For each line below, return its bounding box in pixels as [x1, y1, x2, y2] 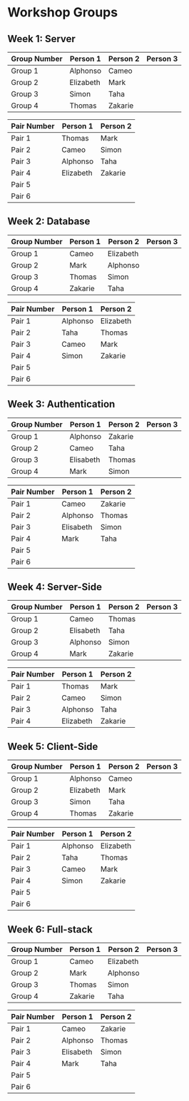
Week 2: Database [7, 215, 91, 228]
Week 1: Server [7, 33, 76, 45]
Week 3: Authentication [7, 398, 116, 410]
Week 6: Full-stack [7, 923, 93, 935]
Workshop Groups [7, 4, 118, 21]
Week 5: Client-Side [7, 740, 98, 753]
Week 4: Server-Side [7, 581, 102, 593]
